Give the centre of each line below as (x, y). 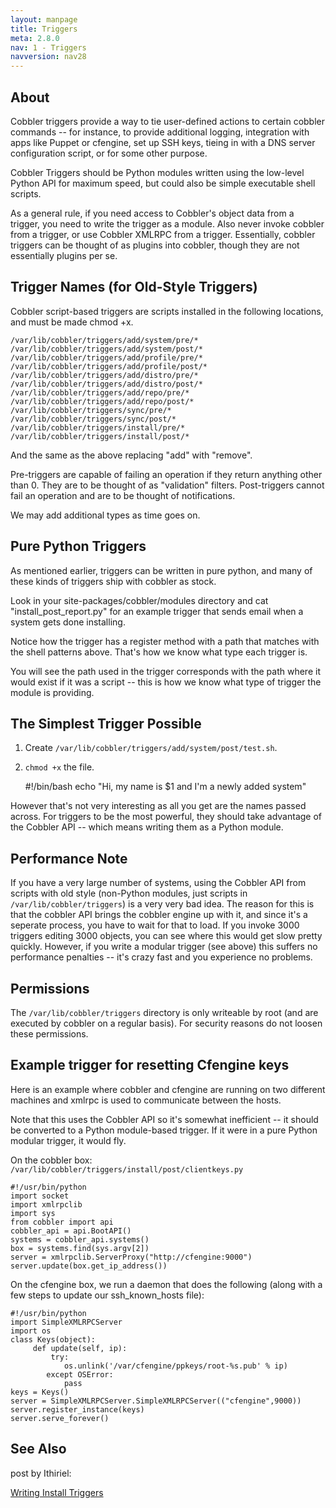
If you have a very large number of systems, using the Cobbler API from (158, 883)
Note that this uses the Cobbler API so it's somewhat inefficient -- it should (164, 1119)
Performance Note (69, 858)
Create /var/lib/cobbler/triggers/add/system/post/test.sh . (151, 748)
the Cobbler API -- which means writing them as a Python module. (147, 827)
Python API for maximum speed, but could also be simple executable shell (163, 183)
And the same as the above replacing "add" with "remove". (131, 455)
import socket (40, 1196)
